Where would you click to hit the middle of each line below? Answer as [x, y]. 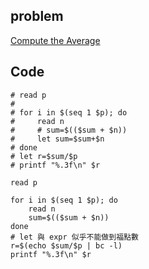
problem [37, 16]
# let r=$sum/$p [44, 156]
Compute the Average [55, 40]
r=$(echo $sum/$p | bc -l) [66, 245]
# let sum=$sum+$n [57, 139]
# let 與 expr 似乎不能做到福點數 [74, 237]
